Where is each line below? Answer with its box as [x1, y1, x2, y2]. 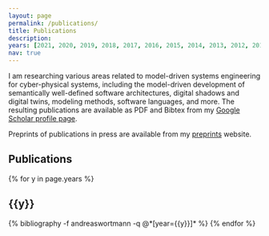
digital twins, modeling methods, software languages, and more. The [8, 97, 235, 106]
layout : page [8, 11, 52, 20]
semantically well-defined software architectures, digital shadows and [8, 88, 240, 97]
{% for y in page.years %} [8, 173, 94, 183]
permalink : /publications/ [8, 19, 98, 27]
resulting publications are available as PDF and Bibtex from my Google [8, 105, 240, 115]
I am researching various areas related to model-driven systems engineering [8, 71, 261, 80]
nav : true [8, 49, 42, 57]
